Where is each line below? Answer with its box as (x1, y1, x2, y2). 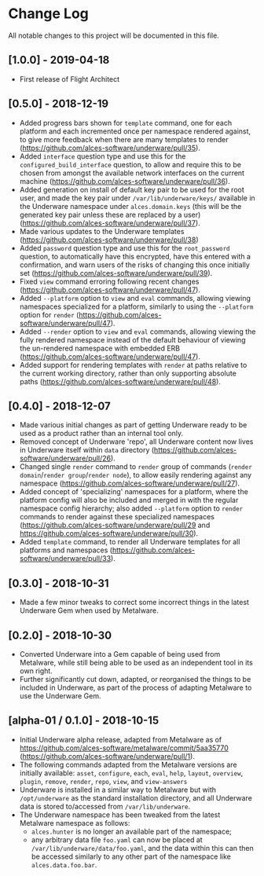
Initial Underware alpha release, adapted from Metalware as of (19, 735, 222, 744)
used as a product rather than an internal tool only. (19, 429, 184, 438)
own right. (19, 666, 53, 676)
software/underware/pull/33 (19, 554, 112, 563)
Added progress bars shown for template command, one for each (19, 118, 233, 127)
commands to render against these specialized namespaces (19, 512, 214, 522)
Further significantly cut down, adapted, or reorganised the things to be (19, 675, 251, 684)
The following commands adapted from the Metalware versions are (19, 760, 237, 769)
